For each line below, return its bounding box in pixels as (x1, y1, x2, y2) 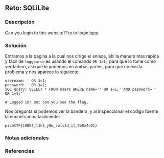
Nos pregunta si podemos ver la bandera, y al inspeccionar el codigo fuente (5, 108, 159, 114)
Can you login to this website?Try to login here (5, 29, 99, 36)
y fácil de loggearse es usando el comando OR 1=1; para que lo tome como (5, 58, 156, 64)
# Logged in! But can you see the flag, (5, 100, 89, 105)
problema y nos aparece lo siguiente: (5, 69, 80, 75)
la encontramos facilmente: (5, 113, 60, 119)
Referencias (5, 147, 35, 154)
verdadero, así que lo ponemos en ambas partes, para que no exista (5, 63, 143, 69)
